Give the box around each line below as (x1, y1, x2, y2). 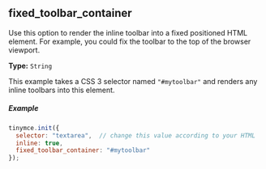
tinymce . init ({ (8, 124, 60, 132)
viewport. (8, 44, 41, 55)
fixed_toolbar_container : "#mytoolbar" (15, 146, 151, 154)
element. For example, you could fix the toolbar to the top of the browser (8, 36, 251, 46)
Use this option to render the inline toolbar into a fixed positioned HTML (8, 27, 248, 37)
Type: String (8, 61, 53, 70)
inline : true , (15, 139, 63, 147)
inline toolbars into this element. (8, 85, 115, 95)
